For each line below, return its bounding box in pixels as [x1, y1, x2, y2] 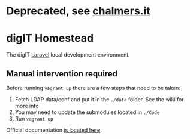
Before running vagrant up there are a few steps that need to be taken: [6, 84, 181, 91]
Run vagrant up [14, 115, 53, 122]
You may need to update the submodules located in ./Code [14, 109, 160, 116]
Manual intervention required [6, 69, 118, 79]
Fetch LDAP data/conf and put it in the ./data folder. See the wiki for [14, 95, 184, 103]
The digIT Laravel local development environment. [6, 51, 130, 58]
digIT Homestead [6, 32, 94, 45]
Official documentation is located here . [6, 126, 102, 134]
